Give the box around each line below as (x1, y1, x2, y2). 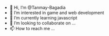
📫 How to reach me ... (9, 26, 55, 31)
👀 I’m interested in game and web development (9, 10, 104, 16)
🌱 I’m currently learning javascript (9, 15, 77, 20)
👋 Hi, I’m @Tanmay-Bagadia (9, 5, 66, 10)
